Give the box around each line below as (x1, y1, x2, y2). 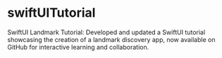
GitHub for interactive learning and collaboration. (7, 43, 149, 51)
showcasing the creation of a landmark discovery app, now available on (7, 35, 216, 43)
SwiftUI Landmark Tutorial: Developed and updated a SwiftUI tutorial (7, 28, 206, 36)
